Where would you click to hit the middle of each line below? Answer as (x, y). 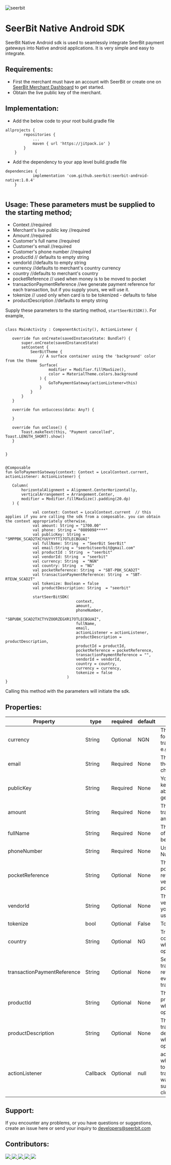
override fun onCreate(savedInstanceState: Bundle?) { (71, 339)
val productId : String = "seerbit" (73, 553)
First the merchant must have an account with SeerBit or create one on (87, 82)
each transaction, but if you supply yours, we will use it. (71, 290)
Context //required (32, 225)
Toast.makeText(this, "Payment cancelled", (68, 432)
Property (44, 722)
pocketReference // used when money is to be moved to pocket (79, 279)
